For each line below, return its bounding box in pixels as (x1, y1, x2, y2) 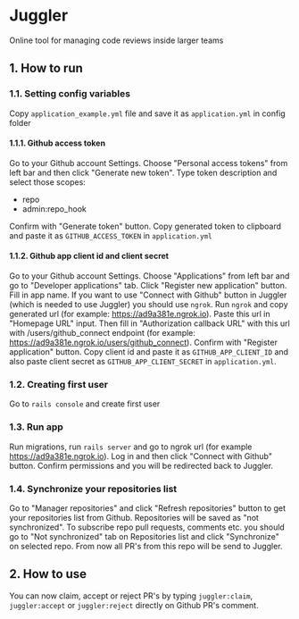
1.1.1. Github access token (9, 138, 105, 148)
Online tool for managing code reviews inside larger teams (9, 35, 224, 46)
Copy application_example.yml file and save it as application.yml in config (9, 108, 286, 119)
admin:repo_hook (21, 203, 87, 214)
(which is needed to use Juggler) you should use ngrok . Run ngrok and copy (9, 299, 288, 310)
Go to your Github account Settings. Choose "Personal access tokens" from (9, 157, 288, 168)
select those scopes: (9, 176, 87, 188)
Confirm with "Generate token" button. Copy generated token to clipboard (9, 221, 282, 231)
